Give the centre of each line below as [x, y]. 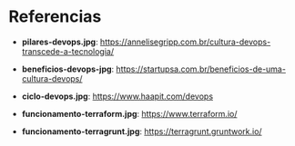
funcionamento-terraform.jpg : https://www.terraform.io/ [129, 113]
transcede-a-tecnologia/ [68, 51]
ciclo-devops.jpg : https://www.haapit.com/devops [117, 96]
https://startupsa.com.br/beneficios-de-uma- [201, 69]
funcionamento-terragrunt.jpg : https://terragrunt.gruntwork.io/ [142, 131]
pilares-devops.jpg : [60, 42]
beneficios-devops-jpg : [68, 69]
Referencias [55, 17]
